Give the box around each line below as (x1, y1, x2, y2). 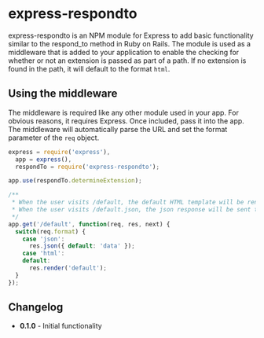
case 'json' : (22, 235, 65, 243)
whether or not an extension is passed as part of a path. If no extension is (8, 56, 247, 65)
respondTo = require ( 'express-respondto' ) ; (15, 163, 159, 171)
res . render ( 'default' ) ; (28, 264, 108, 272)
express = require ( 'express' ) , (8, 148, 111, 156)
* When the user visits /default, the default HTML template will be (11, 198, 244, 207)
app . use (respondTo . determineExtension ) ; (8, 177, 143, 185)
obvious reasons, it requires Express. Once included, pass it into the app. (8, 116, 245, 126)
